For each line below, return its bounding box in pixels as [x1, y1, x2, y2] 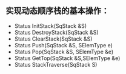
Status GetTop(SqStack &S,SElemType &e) [14, 54, 121, 62]
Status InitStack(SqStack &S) [14, 22, 87, 29]
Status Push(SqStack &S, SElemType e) [14, 41, 113, 49]
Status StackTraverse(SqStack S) [14, 61, 98, 68]
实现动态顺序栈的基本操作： [5, 5, 110, 16]
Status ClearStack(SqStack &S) [14, 35, 93, 42]
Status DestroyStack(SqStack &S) [14, 29, 99, 36]
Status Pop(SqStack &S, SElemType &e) [14, 48, 114, 55]
